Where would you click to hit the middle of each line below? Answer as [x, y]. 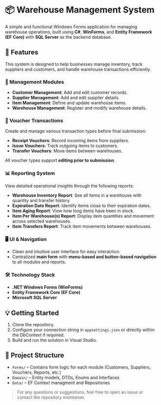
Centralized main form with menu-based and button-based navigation [84, 257]
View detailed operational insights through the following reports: [70, 185]
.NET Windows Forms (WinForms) [47, 287]
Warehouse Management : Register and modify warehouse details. [79, 108]
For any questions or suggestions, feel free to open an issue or [80, 392]
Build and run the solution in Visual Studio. [55, 340]
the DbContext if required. [38, 335]
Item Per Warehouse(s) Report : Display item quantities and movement [83, 216]
